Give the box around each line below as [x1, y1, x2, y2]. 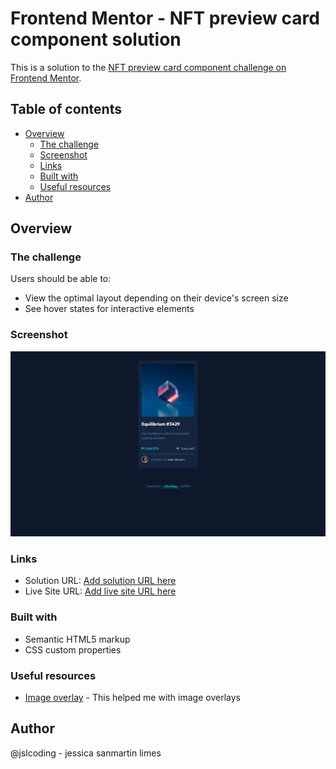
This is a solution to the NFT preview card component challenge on [10, 61, 287, 73]
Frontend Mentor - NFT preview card [10, 7, 320, 30]
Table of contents [10, 101, 122, 118]
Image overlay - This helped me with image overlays [24, 691, 241, 703]
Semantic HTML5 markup [24, 633, 131, 645]
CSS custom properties [24, 643, 122, 656]
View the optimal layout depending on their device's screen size [24, 292, 289, 304]
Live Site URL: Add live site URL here [24, 585, 177, 597]
